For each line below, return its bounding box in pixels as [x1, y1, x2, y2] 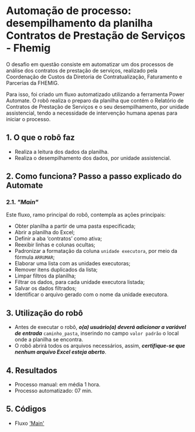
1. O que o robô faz [6, 133, 75, 143]
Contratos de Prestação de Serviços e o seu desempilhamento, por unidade [6, 103, 189, 110]
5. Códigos [6, 404, 47, 414]
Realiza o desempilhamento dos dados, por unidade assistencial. [14, 154, 172, 162]
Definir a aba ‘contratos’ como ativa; [14, 235, 102, 242]
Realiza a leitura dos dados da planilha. [14, 148, 110, 155]
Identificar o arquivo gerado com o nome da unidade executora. [14, 291, 169, 298]
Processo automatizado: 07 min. [14, 388, 93, 395]
